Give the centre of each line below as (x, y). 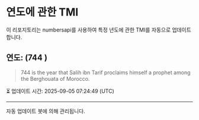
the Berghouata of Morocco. (55, 78)
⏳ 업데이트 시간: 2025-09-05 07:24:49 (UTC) (60, 91)
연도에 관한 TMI (42, 12)
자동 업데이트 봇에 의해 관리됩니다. (46, 111)
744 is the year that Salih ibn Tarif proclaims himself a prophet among (105, 72)
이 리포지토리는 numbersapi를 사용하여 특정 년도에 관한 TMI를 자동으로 (89, 30)
